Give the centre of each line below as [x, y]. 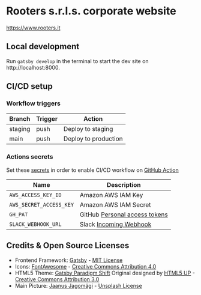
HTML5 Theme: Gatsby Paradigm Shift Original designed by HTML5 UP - [105, 273]
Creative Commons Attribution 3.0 [57, 279]
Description [124, 184]
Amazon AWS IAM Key [111, 195]
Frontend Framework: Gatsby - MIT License [69, 260]
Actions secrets [30, 157]
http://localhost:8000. [33, 67]
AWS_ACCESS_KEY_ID [35, 195]
